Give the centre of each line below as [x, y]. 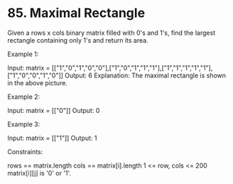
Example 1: [23, 54]
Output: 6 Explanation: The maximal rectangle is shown [145, 75]
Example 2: [24, 97]
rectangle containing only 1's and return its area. [78, 40]
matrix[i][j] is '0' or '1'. [39, 173]
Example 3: [24, 124]
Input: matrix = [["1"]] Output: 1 [52, 138]
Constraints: [25, 151]
